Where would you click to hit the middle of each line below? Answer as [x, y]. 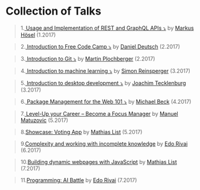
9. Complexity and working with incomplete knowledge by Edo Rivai [104, 143]
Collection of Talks [53, 11]
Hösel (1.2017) [38, 35]
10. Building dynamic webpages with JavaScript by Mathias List [98, 161]
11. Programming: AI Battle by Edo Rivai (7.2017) [79, 180]
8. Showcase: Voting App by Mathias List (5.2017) [81, 132]
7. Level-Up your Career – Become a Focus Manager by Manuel [99, 114]
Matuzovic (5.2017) [44, 120]
